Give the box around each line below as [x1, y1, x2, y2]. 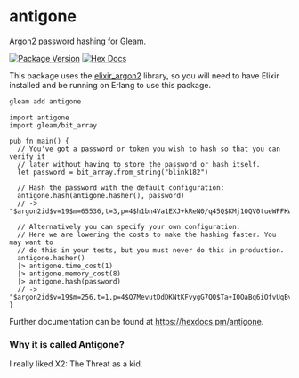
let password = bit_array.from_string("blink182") [17, 168, 209, 177]
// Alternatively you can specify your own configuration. [17, 222, 241, 231]
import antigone [9, 113, 69, 122]
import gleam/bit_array [9, 120, 98, 130]
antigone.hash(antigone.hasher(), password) [17, 191, 185, 200]
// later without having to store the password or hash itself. [17, 160, 261, 168]
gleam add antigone [9, 96, 82, 106]
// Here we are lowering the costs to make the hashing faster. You [17, 230, 277, 239]
